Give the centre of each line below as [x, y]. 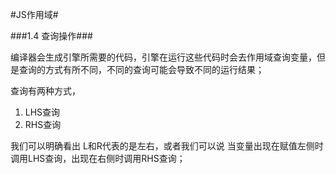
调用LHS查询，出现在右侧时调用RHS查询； [98, 158]
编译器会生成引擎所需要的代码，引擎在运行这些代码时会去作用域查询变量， [163, 57]
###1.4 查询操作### [51, 36]
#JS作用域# [34, 14]
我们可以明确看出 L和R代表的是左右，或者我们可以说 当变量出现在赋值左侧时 [167, 146]
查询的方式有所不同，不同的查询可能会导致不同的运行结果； [141, 69]
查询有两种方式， [45, 91]
